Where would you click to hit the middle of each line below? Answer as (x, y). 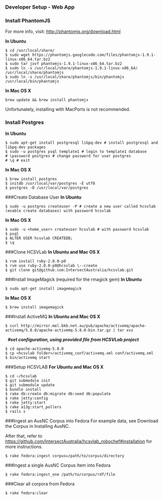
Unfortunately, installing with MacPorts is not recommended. (68, 109)
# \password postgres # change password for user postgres (68, 156)
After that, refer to (24, 436)
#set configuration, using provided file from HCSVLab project (73, 339)
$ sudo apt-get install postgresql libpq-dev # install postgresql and (81, 143)
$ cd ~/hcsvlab (21, 376)
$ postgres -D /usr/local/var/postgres (47, 187)
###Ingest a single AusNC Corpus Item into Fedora (58, 465)
